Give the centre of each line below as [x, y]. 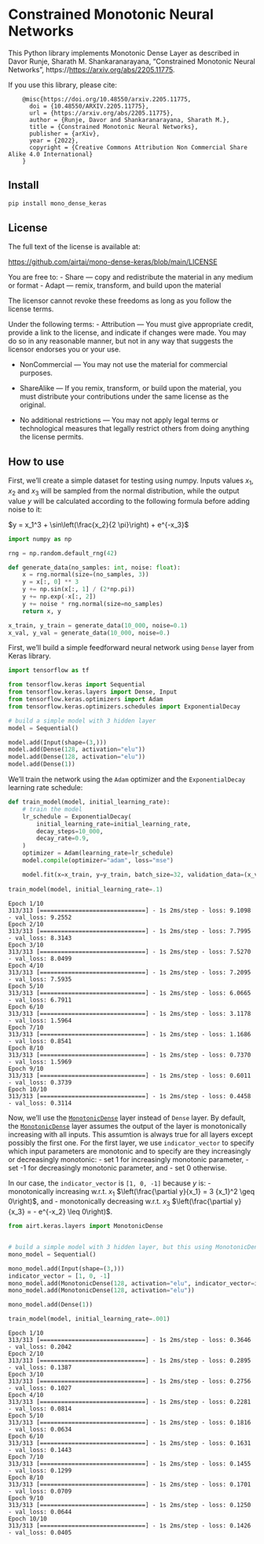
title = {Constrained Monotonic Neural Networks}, [114, 127]
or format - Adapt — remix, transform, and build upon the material [115, 285]
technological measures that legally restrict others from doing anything [134, 428]
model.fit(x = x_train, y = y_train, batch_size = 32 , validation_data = [133, 874]
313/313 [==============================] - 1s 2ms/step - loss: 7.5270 [130, 952]
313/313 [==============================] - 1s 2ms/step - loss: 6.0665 [130, 993]
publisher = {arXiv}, [64, 134]
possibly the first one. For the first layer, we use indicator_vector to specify [131, 1142]
